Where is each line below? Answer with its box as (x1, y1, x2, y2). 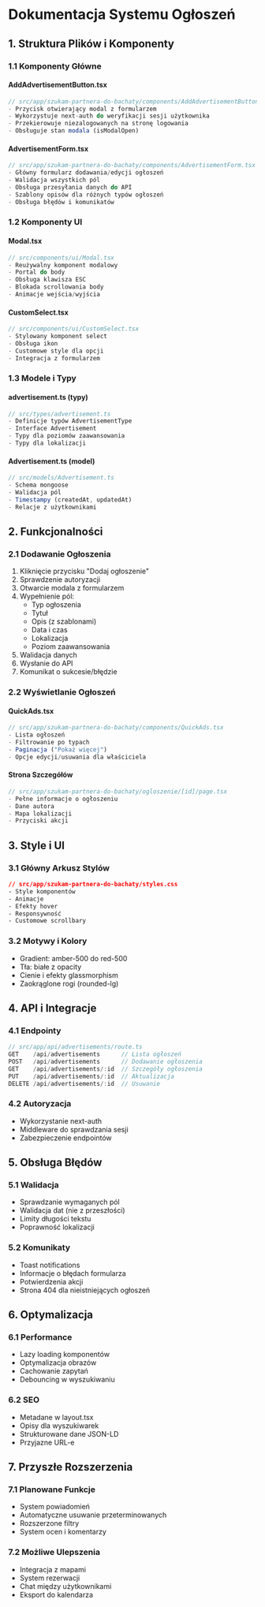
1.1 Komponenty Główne (8, 61, 102, 72)
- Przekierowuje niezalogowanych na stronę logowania (8, 120, 189, 128)
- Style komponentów (8, 887, 77, 896)
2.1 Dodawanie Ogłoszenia (8, 548, 111, 559)
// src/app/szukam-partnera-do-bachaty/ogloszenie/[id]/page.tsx (8, 787, 227, 796)
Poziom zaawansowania (31, 642, 110, 651)
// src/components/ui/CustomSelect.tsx (8, 325, 140, 333)
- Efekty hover (8, 902, 58, 910)
